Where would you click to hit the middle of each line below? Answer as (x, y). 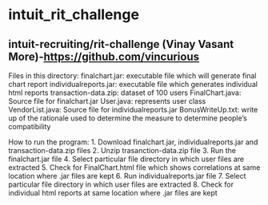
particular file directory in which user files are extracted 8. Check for (121, 184)
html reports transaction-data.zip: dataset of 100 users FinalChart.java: (125, 93)
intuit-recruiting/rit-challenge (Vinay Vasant (121, 44)
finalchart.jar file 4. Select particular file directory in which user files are (126, 159)
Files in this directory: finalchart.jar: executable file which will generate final (132, 76)
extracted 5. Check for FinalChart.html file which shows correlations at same (134, 168)
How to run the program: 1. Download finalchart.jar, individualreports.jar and (133, 142)
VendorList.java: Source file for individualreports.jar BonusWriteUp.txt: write (133, 110)
